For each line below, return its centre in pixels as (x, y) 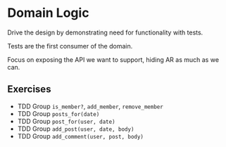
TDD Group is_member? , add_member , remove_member (90, 106)
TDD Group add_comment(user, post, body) (81, 136)
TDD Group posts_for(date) (58, 113)
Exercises (29, 89)
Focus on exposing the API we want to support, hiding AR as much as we (113, 59)
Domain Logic (48, 13)
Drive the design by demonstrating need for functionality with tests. (105, 32)
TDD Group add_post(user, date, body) (76, 129)
